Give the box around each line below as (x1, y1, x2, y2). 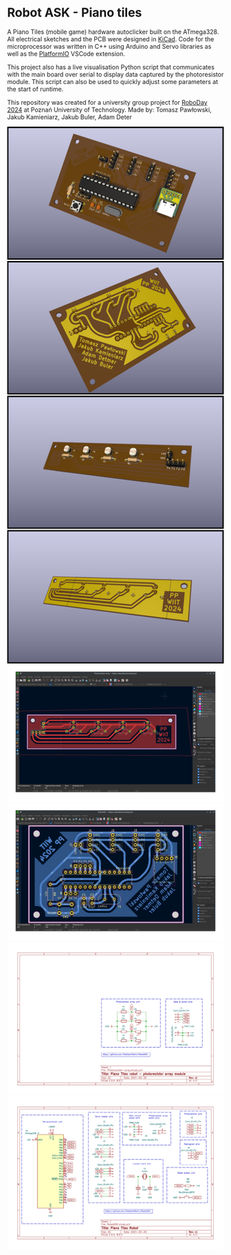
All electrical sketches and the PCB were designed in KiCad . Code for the (7, 34, 214, 43)
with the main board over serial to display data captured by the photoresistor (7, 70, 224, 79)
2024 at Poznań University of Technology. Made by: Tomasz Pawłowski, (7, 105, 212, 114)
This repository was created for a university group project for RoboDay (7, 98, 208, 106)
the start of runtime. (7, 85, 64, 93)
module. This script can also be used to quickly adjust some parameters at (7, 77, 219, 85)
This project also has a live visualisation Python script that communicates (7, 63, 215, 71)
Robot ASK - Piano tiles (7, 5, 142, 21)
